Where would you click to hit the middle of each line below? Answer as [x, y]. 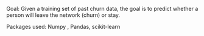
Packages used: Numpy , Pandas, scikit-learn [63, 27]
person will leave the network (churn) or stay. [63, 15]
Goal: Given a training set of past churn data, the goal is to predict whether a [102, 9]
